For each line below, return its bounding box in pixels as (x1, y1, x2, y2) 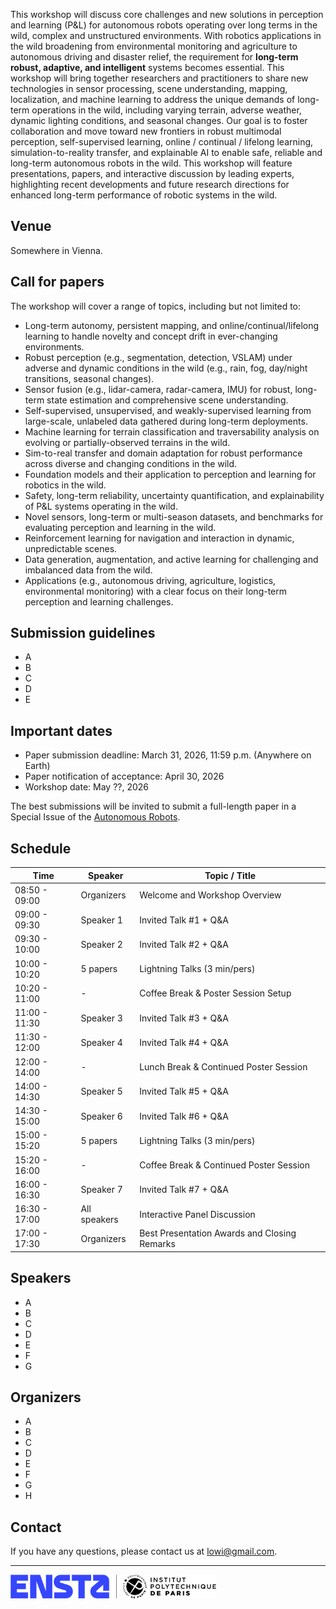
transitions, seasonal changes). (24, 372, 155, 384)
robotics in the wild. (24, 479, 107, 491)
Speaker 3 (80, 1012, 123, 1024)
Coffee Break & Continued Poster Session (139, 1159, 311, 1171)
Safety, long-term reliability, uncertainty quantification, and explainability (24, 489, 325, 501)
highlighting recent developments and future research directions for (10, 179, 290, 190)
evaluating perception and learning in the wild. (24, 521, 217, 533)
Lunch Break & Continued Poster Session (139, 1061, 308, 1073)
